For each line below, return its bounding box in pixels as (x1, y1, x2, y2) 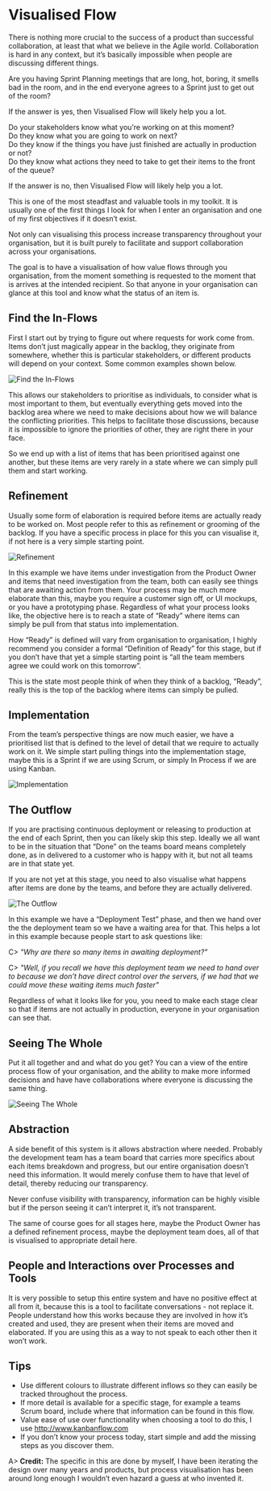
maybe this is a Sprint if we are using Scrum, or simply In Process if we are (8, 756, 256, 765)
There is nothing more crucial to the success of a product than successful (8, 32, 254, 42)
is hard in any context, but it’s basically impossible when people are (8, 49, 232, 59)
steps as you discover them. (19, 1441, 115, 1451)
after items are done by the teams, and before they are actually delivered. (8, 883, 252, 893)
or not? (8, 148, 32, 158)
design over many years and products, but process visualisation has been (8, 1465, 254, 1475)
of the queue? (8, 165, 55, 175)
